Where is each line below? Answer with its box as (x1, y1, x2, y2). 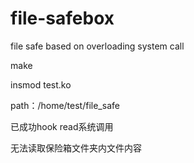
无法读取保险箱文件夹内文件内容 (10, 142, 142, 154)
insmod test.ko (10, 78, 72, 91)
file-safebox (10, 7, 115, 30)
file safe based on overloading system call (10, 40, 185, 52)
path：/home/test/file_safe (10, 99, 120, 111)
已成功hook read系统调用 (10, 120, 114, 132)
